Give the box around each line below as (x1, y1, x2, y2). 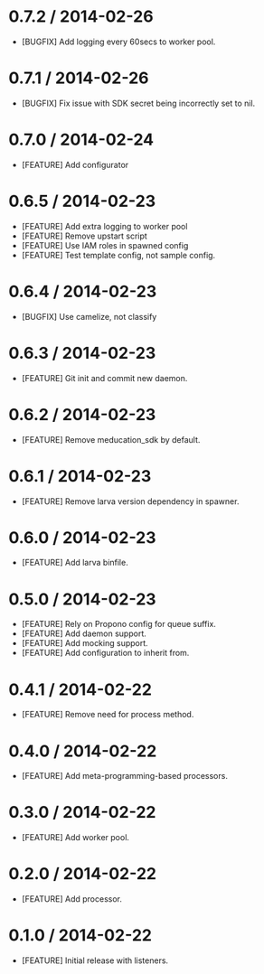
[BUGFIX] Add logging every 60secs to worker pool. (21, 36, 216, 47)
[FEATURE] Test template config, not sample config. (21, 249, 216, 260)
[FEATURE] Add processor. (21, 894, 123, 904)
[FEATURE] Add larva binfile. (21, 557, 128, 568)
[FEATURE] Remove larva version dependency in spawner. (21, 495, 240, 507)
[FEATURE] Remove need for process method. (21, 709, 194, 720)
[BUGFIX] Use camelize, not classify (21, 311, 157, 322)
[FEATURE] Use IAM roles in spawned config (21, 239, 189, 250)
